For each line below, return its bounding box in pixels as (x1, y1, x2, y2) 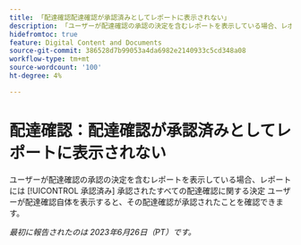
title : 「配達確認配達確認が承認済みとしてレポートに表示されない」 (9, 13, 231, 22)
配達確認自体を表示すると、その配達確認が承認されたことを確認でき (24, 196, 276, 207)
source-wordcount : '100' (9, 63, 102, 72)
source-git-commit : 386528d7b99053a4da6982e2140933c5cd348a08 (9, 46, 246, 55)
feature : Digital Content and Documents (9, 38, 163, 47)
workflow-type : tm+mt (9, 55, 90, 63)
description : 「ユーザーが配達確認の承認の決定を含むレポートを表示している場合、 (9, 21, 281, 30)
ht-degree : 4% (9, 72, 63, 80)
